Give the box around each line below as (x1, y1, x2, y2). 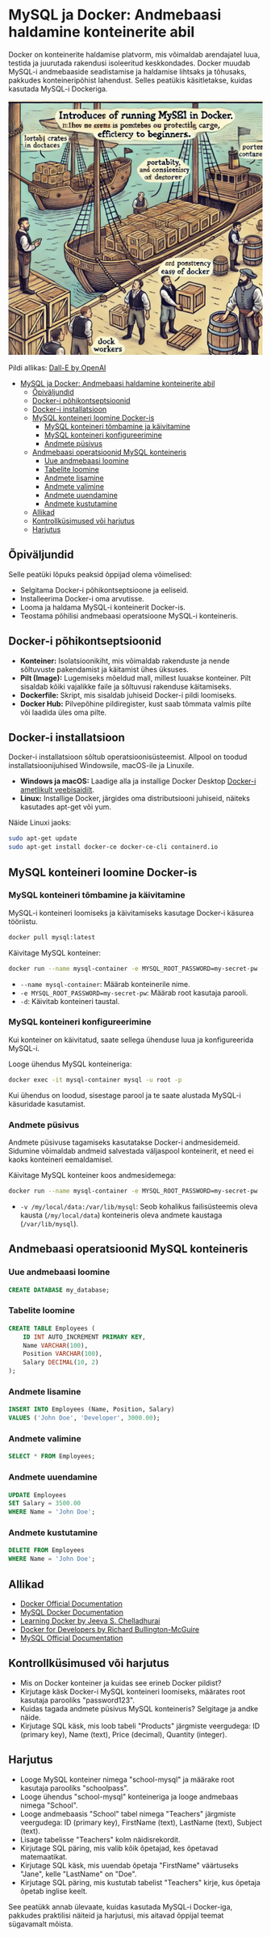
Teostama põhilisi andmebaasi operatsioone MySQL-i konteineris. (19, 610, 239, 620)
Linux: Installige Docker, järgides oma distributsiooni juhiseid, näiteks (19, 794, 250, 804)
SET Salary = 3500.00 (8, 1500, 81, 1508)
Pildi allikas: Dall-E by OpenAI (8, 362, 106, 373)
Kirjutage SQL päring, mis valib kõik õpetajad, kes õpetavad (19, 1843, 219, 1853)
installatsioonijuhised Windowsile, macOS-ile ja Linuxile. (8, 761, 195, 770)
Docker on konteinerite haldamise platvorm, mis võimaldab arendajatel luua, (8, 49, 261, 59)
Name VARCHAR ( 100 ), (23, 1341, 89, 1349)
